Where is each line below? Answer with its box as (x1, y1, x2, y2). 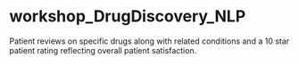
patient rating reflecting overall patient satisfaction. (9, 45, 197, 55)
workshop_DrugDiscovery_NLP (9, 6, 246, 27)
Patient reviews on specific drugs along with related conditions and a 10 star (9, 36, 290, 46)
